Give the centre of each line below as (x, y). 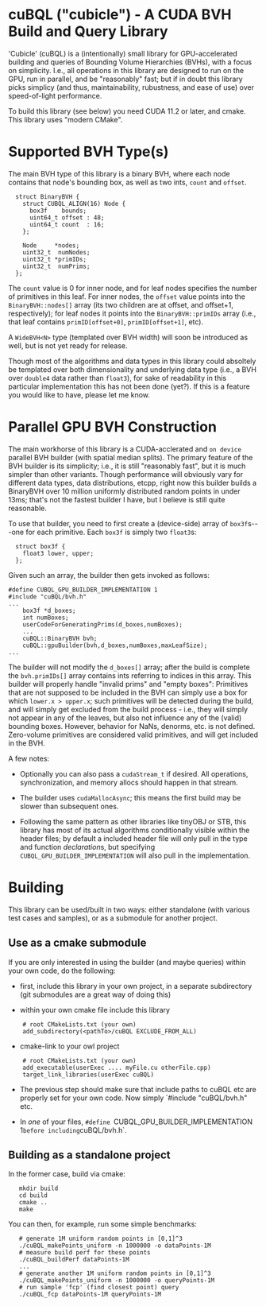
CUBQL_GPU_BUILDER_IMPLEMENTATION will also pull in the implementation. (135, 855)
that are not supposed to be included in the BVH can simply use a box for (128, 692)
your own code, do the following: (62, 971)
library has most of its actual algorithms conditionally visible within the (135, 830)
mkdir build (39, 1189)
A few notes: (29, 758)
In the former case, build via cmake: (67, 1174)
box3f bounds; (58, 211)
